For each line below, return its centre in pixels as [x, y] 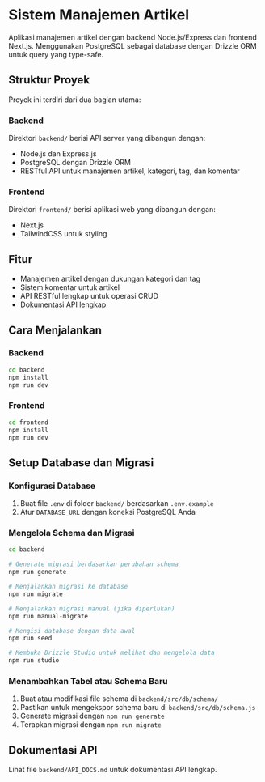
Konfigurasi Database [52, 486]
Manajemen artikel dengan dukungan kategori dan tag [110, 279]
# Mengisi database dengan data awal [72, 631]
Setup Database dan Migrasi [81, 463]
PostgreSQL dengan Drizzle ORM [76, 163]
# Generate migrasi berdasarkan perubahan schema [94, 564]
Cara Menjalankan [55, 330]
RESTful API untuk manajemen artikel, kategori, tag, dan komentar [130, 171]
